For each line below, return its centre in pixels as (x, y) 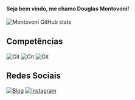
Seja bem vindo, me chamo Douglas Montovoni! (68, 9)
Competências (35, 41)
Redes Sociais (33, 76)
